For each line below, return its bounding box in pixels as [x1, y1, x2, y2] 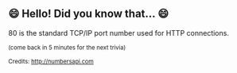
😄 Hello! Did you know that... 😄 [8, 7, 169, 21]
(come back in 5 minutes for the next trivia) [8, 44, 126, 52]
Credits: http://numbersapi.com [8, 57, 94, 65]
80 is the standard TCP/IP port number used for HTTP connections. [8, 28, 229, 37]
